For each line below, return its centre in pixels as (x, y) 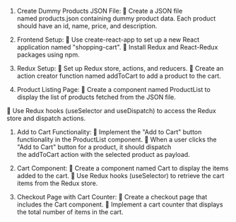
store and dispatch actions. (46, 118)
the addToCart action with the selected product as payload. (103, 154)
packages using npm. (48, 54)
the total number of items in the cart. (70, 212)
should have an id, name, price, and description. (87, 26)
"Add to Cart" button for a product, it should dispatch (94, 147)
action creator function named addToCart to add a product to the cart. (119, 76)
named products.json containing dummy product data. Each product (116, 18)
